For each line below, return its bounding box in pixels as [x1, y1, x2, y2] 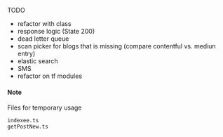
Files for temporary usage [7, 103, 82, 112]
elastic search [17, 57, 58, 65]
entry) [17, 49, 36, 58]
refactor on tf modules [17, 72, 83, 80]
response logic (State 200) [17, 27, 95, 35]
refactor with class [17, 20, 72, 27]
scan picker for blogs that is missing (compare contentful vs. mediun [17, 42, 216, 50]
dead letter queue [17, 34, 69, 43]
